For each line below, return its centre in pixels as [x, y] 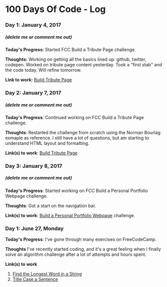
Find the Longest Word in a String [47, 274]
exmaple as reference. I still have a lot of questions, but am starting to [77, 138]
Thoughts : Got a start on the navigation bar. [51, 206]
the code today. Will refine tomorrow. [43, 70]
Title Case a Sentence [35, 279]
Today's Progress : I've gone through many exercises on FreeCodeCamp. [81, 239]
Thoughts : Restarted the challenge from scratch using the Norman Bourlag [83, 132]
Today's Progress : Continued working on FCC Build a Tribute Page [74, 117]
